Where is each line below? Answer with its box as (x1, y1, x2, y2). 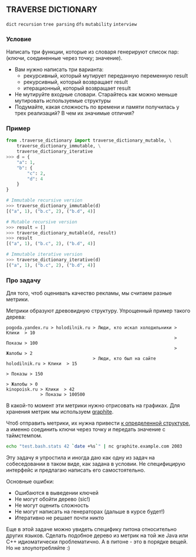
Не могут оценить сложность (14, 502, 89, 509)
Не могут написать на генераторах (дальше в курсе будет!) (14, 508, 165, 515)
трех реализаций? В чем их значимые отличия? (14, 110, 135, 117)
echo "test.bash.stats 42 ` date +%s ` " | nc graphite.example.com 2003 (6, 444, 183, 449)
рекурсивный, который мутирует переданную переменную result (23, 72, 188, 79)
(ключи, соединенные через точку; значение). (6, 55, 123, 62)
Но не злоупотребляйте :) (6, 544, 70, 551)
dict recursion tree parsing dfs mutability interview (6, 21, 137, 27)
